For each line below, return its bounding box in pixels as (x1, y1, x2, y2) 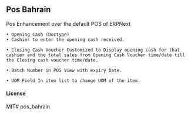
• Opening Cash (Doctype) (6, 32, 69, 37)
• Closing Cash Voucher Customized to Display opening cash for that (6, 47, 180, 53)
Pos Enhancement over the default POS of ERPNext (6, 20, 131, 27)
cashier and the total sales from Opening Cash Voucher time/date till (6, 52, 185, 58)
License (6, 90, 26, 97)
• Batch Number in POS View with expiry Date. (6, 67, 122, 73)
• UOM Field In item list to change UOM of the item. (6, 77, 141, 84)
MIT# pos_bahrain (6, 103, 51, 110)
